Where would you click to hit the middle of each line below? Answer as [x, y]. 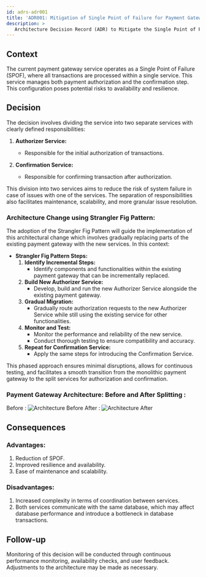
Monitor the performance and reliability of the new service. [108, 334]
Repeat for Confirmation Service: [67, 347]
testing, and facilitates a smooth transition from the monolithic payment [96, 372]
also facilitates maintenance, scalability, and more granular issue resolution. [102, 202]
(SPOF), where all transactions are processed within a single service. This [100, 76]
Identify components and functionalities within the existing [107, 269]
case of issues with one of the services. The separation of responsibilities [100, 195]
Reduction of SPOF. [40, 458]
